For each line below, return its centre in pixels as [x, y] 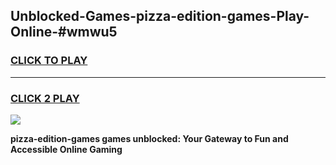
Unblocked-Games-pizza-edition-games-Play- [160, 16]
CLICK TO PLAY [49, 61]
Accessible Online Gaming [66, 149]
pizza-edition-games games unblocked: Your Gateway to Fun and [149, 138]
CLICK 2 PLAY [45, 98]
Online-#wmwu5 [64, 32]
